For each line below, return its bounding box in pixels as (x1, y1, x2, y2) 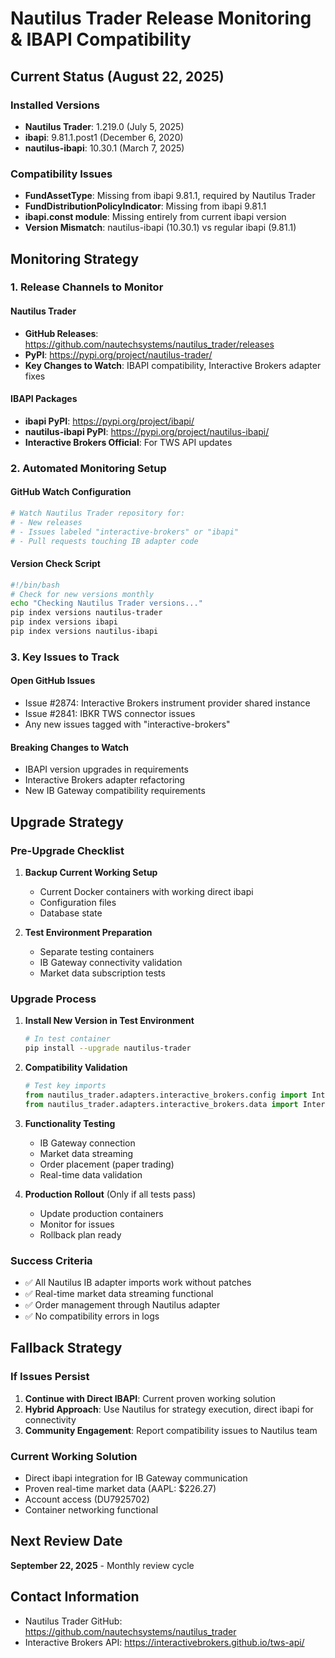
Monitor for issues (39, 1218, 115, 1230)
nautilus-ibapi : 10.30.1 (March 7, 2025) (24, 142, 185, 154)
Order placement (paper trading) (39, 1158, 175, 1170)
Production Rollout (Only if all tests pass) (24, 1188, 197, 1200)
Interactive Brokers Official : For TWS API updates (24, 436, 233, 448)
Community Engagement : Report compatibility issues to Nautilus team (24, 1424, 318, 1436)
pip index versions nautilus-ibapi (10, 627, 159, 637)
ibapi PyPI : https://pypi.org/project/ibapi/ (24, 415, 195, 427)
